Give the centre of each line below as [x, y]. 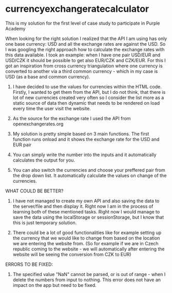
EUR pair [22, 145]
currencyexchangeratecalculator [77, 9]
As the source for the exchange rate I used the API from [72, 118]
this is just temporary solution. [45, 222]
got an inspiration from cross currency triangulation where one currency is [84, 66]
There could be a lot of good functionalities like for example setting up [87, 232]
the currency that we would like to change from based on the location [86, 238]
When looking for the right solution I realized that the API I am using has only [86, 38]
